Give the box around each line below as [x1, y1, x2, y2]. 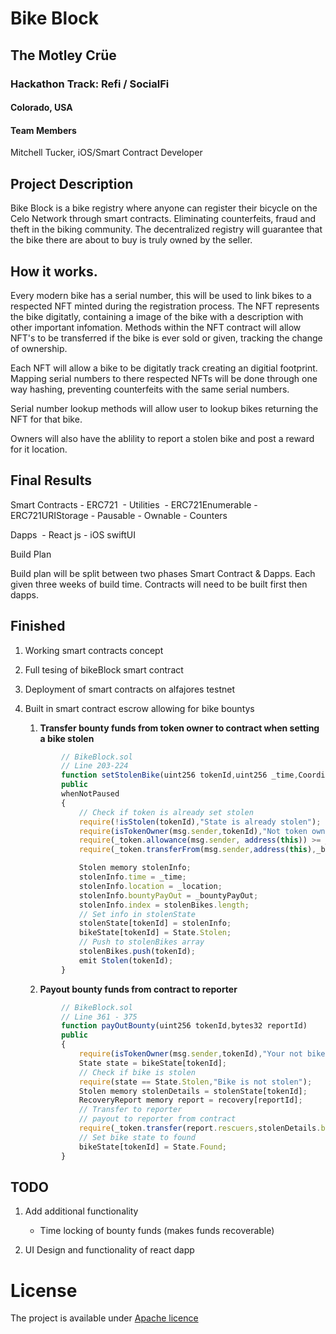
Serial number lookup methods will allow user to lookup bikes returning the [10, 402, 319, 414]
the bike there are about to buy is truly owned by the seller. [10, 234, 253, 246]
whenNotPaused [61, 789, 120, 799]
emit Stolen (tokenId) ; [78, 955, 174, 966]
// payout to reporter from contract [78, 1114, 237, 1124]
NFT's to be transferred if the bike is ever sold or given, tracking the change [10, 332, 323, 344]
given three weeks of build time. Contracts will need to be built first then [10, 578, 308, 590]
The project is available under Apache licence [10, 1312, 199, 1324]
